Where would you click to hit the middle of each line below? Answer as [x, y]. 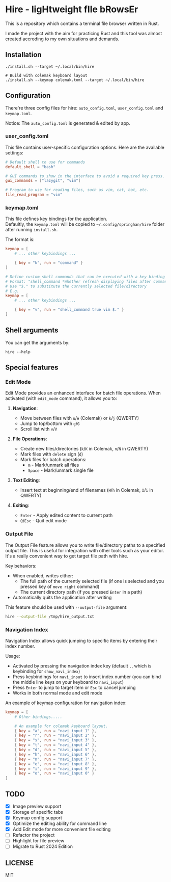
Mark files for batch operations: [53, 460]
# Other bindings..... [38, 717]
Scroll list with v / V [39, 429]
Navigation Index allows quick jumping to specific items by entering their [81, 640]
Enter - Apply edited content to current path [66, 515]
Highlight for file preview [38, 841]
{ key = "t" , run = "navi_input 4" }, [55, 745]
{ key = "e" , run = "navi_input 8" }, [55, 764]
